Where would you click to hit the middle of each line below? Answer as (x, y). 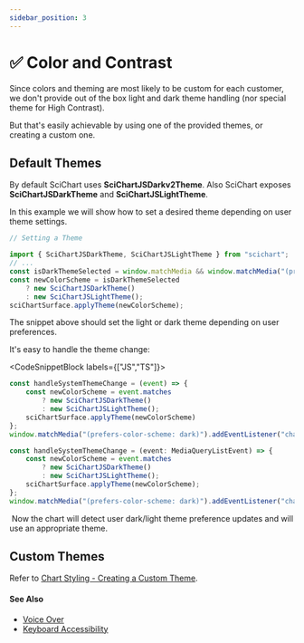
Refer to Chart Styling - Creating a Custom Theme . (104, 578)
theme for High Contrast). (57, 107)
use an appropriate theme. (59, 528)
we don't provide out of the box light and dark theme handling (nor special (148, 98)
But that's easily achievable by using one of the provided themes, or (137, 125)
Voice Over (43, 619)
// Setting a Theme (46, 238)
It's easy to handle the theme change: (80, 350)
